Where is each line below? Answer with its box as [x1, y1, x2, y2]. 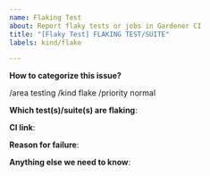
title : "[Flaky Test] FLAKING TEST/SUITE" [9, 29, 170, 38]
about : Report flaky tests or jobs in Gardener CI [9, 21, 202, 30]
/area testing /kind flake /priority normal [9, 88, 156, 98]
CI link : [9, 122, 36, 133]
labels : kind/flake [9, 38, 82, 47]
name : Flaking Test [9, 13, 82, 22]
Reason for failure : [9, 139, 80, 150]
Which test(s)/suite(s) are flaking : [9, 105, 138, 116]
